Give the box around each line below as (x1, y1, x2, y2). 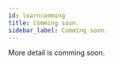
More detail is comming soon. (8, 48, 105, 58)
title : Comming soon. (8, 19, 80, 27)
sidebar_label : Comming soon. (8, 26, 109, 34)
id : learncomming (8, 11, 66, 20)
